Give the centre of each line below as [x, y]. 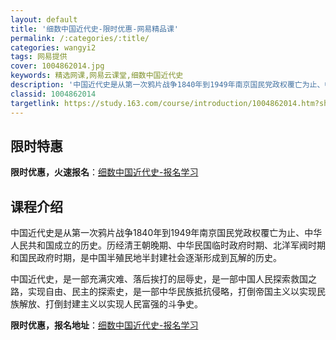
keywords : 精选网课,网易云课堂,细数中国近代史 [97, 76]
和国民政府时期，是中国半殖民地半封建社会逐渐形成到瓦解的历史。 [146, 258]
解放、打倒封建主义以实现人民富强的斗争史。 [110, 304]
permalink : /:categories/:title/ [80, 38]
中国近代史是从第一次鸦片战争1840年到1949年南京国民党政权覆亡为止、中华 [166, 233]
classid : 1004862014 [53, 94]
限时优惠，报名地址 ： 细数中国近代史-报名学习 [104, 325]
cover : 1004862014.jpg [57, 66]
